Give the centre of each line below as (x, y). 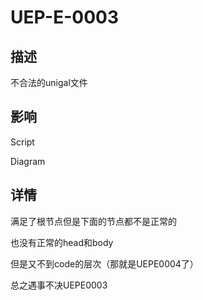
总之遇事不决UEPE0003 (59, 285)
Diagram (28, 161)
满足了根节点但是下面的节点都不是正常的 (93, 221)
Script (22, 142)
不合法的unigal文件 (49, 82)
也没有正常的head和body (62, 242)
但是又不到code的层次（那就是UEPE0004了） (104, 263)
